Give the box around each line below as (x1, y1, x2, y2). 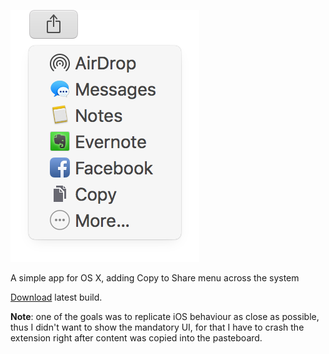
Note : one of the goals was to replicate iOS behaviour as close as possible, (10, 311, 320, 322)
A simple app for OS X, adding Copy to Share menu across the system (10, 272, 300, 284)
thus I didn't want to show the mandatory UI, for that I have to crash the (10, 321, 305, 333)
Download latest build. (10, 291, 103, 303)
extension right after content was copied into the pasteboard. (10, 332, 263, 344)
